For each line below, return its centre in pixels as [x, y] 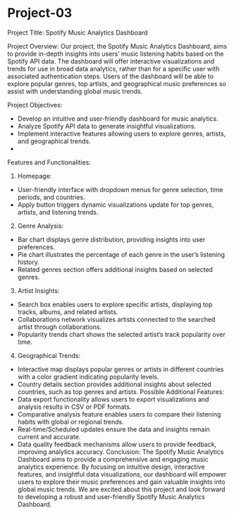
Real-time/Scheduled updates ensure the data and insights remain [113, 429]
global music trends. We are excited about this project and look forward [121, 489]
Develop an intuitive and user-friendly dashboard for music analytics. [118, 119]
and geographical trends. [54, 141]
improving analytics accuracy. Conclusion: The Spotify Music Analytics [121, 452]
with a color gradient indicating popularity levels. [88, 376]
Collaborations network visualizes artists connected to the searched [116, 319]
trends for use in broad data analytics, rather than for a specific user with [113, 68]
